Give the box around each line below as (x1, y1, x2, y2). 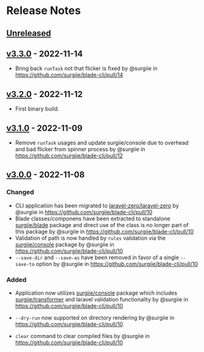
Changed (6, 188, 35, 196)
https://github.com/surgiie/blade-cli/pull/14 (15, 71, 124, 79)
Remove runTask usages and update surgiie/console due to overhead (15, 139, 189, 146)
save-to (15, 261, 35, 267)
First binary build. (15, 105, 60, 113)
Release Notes (6, 4, 81, 18)
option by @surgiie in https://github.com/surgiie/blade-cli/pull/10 (35, 260, 199, 267)
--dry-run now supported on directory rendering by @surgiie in (15, 314, 175, 321)
